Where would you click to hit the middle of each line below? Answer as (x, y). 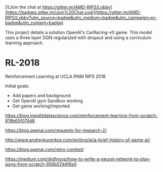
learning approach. (24, 43)
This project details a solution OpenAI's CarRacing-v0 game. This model (79, 32)
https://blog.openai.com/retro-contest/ (44, 149)
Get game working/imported (41, 106)
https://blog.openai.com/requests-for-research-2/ (56, 130)
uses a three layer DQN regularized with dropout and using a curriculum (78, 37)
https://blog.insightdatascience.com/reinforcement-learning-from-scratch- (81, 115)
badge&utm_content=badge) (34, 23)
